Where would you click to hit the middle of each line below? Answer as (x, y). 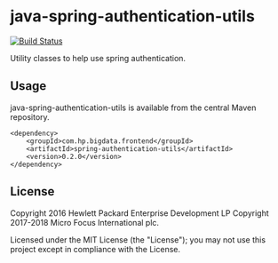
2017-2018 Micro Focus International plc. (84, 222)
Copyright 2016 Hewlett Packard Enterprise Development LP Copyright (139, 213)
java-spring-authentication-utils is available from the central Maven (133, 108)
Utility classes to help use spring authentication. (98, 58)
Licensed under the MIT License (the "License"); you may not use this (138, 239)
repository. (30, 116)
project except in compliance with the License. (95, 249)
